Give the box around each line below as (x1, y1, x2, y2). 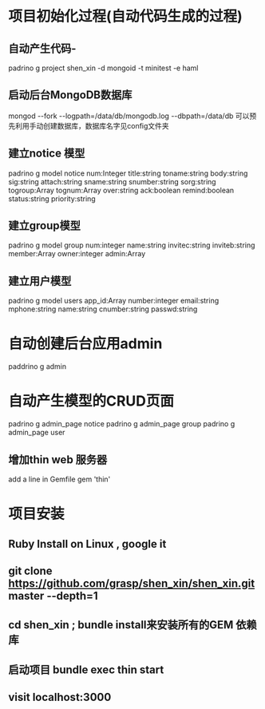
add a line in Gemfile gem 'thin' (8, 474, 111, 484)
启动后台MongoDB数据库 (8, 89, 132, 102)
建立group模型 (8, 219, 81, 232)
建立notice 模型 (8, 147, 85, 160)
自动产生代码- (8, 42, 77, 55)
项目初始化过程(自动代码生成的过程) (8, 7, 243, 26)
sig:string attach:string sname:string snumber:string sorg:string (8, 176, 217, 186)
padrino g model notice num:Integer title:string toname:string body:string (8, 168, 248, 178)
